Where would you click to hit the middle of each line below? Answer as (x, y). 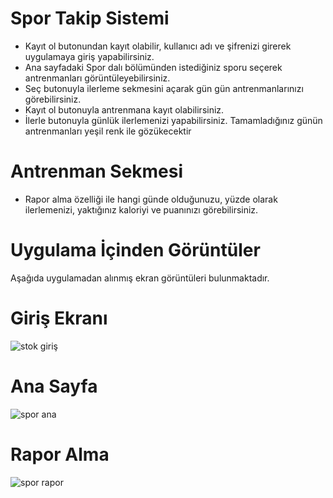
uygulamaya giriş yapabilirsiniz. (89, 56)
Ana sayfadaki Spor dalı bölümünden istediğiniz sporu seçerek (153, 67)
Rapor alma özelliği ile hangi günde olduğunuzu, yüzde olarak (151, 199)
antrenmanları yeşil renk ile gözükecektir (108, 131)
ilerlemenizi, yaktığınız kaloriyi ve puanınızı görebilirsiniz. (141, 209)
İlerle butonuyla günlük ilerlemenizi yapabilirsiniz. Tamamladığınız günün (173, 120)
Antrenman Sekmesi (97, 171)
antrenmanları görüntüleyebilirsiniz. (97, 78)
